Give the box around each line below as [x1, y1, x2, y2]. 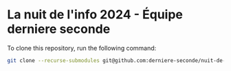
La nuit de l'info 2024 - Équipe [7, 7, 184, 23]
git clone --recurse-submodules [7, 57, 100, 64]
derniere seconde [7, 21, 111, 37]
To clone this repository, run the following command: [7, 44, 157, 52]
